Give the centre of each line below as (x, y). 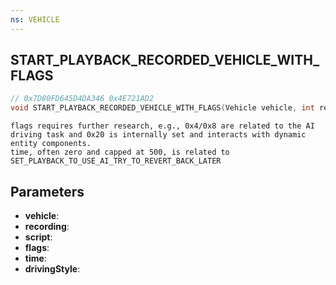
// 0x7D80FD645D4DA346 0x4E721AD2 (82, 99)
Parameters (47, 191)
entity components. (51, 144)
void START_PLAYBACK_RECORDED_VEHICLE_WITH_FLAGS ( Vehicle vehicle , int (162, 108)
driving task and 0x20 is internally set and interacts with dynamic (158, 135)
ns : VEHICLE (35, 19)
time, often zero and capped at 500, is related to (120, 152)
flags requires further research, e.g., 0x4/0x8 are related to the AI (162, 126)
